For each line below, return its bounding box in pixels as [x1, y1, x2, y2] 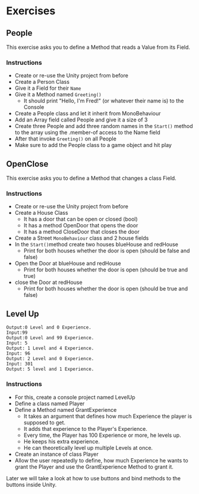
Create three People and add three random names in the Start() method [14, 123, 193, 130]
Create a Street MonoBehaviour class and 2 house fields [14, 235, 149, 242]
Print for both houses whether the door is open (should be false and [23, 247, 190, 254]
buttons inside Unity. [6, 481, 57, 488]
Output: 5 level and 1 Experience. [6, 366, 94, 373]
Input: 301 [6, 361, 33, 367]
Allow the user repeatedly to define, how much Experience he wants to [14, 457, 188, 464]
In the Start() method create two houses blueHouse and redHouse [14, 241, 178, 248]
